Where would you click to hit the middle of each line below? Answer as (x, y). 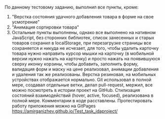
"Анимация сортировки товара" (45, 27)
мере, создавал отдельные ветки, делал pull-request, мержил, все (82, 85)
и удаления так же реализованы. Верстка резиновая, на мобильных (84, 74)
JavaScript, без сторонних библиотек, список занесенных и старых (83, 38)
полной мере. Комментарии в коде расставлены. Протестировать (82, 100)
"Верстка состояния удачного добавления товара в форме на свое (83, 17)
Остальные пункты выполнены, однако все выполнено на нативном (84, 32)
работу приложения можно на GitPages (54, 106)
